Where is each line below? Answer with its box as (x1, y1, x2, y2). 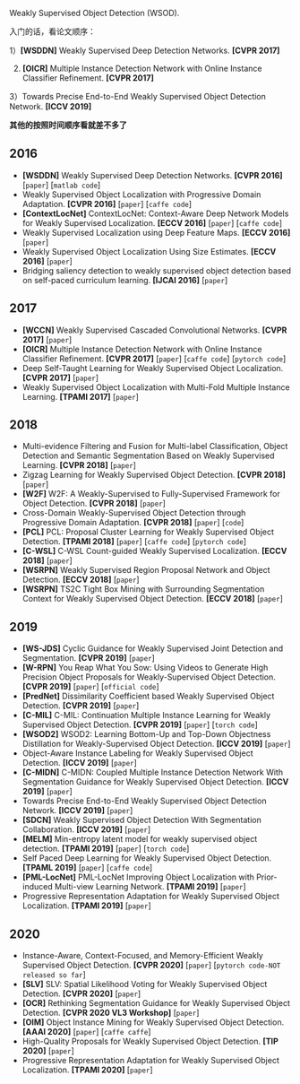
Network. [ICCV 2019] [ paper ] (21, 805, 133, 816)
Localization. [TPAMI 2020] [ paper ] (21, 1064, 154, 1075)
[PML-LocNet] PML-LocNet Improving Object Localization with (21, 872, 255, 882)
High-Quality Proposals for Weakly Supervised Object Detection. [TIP (21, 1036, 279, 1047)
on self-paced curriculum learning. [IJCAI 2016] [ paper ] (21, 274, 228, 285)
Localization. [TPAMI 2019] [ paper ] (21, 900, 151, 911)
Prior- (256, 872, 278, 882)
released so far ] (21, 969, 87, 980)
